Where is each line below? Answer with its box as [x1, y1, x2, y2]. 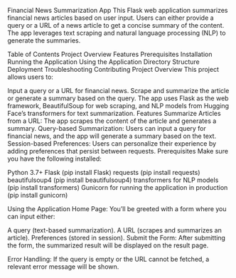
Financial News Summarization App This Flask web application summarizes [7, 6, 228, 14]
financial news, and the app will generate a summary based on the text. [7, 132, 217, 140]
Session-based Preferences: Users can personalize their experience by [7, 139, 217, 148]
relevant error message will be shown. [7, 262, 119, 271]
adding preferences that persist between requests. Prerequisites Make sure [7, 147, 229, 155]
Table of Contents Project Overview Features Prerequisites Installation [7, 50, 213, 58]
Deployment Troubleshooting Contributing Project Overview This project [7, 65, 219, 73]
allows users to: [7, 73, 53, 81]
